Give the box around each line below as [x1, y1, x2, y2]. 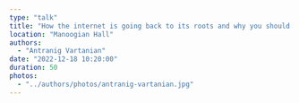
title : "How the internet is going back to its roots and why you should [9, 21, 291, 30]
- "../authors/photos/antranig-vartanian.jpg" [17, 80, 194, 89]
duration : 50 [9, 64, 58, 73]
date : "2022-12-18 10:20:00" [9, 55, 118, 64]
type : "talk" [9, 13, 58, 22]
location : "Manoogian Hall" [9, 30, 115, 39]
